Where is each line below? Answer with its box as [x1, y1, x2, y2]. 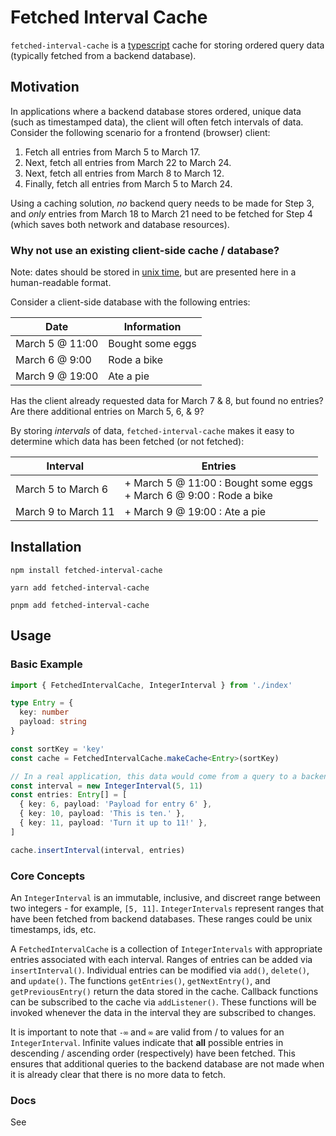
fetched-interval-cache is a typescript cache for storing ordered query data [10, 39, 325, 51]
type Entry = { [10, 698, 74, 708]
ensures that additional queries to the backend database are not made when [10, 1057, 325, 1070]
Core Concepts [10, 869, 86, 883]
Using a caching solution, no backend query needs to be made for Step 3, [10, 197, 315, 209]
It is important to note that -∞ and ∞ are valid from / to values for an [10, 1026, 285, 1038]
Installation [10, 539, 82, 556]
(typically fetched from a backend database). [10, 49, 197, 61]
